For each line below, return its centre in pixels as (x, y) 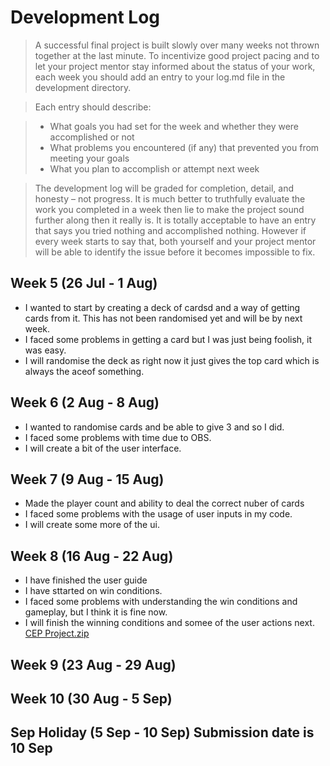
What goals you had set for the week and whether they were (174, 126)
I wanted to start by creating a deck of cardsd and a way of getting (162, 307)
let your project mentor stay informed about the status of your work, (175, 66)
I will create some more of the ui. (92, 525)
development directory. (83, 87)
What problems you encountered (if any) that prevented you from (184, 147)
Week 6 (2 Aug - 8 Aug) (85, 402)
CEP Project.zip (57, 633)
